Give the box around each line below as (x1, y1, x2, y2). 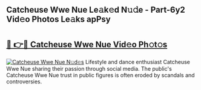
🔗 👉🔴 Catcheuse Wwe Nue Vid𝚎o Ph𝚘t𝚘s (6, 39, 168, 50)
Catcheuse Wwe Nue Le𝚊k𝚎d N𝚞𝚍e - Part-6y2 (6, 5, 186, 15)
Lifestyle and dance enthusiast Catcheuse (85, 59, 191, 65)
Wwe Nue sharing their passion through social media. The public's (6, 65, 173, 72)
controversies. (6, 78, 42, 85)
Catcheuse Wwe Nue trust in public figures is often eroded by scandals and (6, 72, 195, 79)
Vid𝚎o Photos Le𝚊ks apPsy (6, 14, 111, 25)
